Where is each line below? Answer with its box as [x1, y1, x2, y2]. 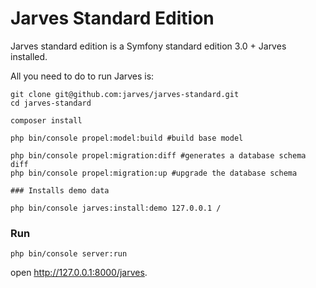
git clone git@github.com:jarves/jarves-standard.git [10, 89, 240, 99]
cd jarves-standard [10, 98, 92, 108]
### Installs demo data [10, 185, 110, 196]
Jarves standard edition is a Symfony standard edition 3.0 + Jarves [10, 40, 287, 52]
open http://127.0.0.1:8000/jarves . [10, 267, 148, 279]
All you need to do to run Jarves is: [10, 70, 155, 82]
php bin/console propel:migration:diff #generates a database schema [10, 150, 307, 161]
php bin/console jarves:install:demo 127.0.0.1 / [10, 203, 222, 213]
